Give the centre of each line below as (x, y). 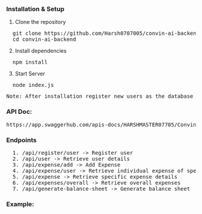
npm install (30, 62)
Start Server (30, 74)
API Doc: (19, 111)
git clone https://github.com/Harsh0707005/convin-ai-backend (106, 34)
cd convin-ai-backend (44, 40)
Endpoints (22, 140)
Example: (20, 204)
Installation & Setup (35, 9)
